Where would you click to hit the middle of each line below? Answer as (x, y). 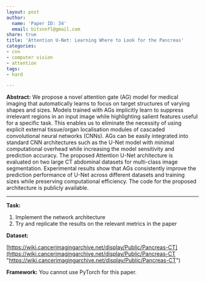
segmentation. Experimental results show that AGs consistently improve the (101, 168)
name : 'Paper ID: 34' (39, 23)
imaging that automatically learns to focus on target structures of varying (98, 104)
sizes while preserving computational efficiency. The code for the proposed (102, 181)
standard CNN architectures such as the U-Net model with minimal (90, 143)
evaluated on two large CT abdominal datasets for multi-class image (92, 162)
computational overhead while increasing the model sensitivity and (91, 149)
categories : (21, 46)
